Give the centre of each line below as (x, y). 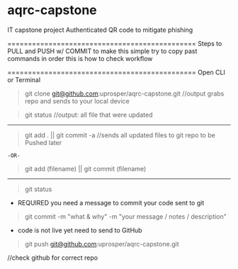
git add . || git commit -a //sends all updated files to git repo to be (120, 135)
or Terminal (24, 79)
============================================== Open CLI (116, 72)
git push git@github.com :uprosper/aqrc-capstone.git (102, 244)
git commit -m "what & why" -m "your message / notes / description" (125, 216)
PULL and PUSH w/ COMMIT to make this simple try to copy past (102, 51)
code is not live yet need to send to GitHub (80, 230)
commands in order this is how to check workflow (80, 58)
